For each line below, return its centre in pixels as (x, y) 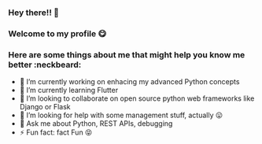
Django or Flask (45, 107)
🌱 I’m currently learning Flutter (69, 90)
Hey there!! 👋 (34, 13)
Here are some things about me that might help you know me (127, 54)
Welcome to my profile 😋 (57, 33)
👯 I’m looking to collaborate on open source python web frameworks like (137, 98)
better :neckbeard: (45, 65)
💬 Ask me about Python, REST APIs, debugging (96, 124)
